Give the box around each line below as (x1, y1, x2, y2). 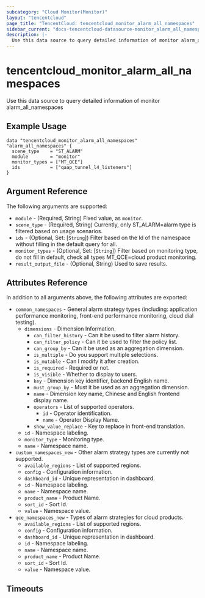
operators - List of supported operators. (33, 403, 134, 411)
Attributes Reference (6, 277, 88, 288)
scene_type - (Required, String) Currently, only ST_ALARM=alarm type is (15, 221, 196, 228)
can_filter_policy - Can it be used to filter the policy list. (33, 338, 178, 346)
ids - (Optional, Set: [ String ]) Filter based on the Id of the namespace (15, 234, 191, 241)
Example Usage (6, 121, 67, 132)
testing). (15, 319, 37, 326)
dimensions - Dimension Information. (24, 325, 116, 332)
